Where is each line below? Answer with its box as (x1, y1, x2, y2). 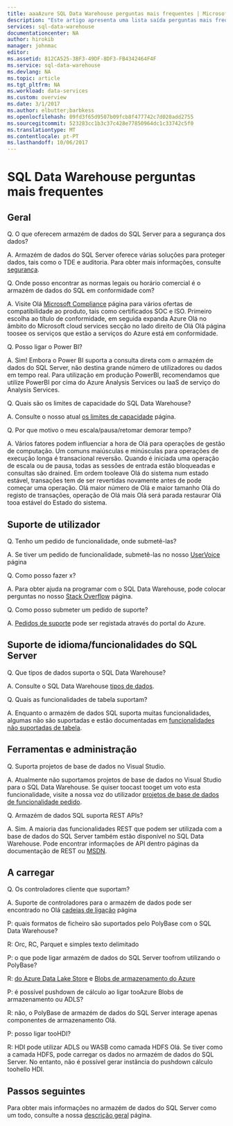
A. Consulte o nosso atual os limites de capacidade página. (7, 412, 176, 421)
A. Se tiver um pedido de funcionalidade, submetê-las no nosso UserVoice (7, 550, 221, 559)
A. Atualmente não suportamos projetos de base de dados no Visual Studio (7, 775, 222, 784)
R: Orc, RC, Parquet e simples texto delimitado (7, 940, 139, 948)
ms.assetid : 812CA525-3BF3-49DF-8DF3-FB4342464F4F (7, 56, 157, 62)
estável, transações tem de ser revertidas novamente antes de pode (7, 476, 202, 485)
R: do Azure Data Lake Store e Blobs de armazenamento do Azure (7, 975, 196, 983)
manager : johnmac (7, 42, 58, 49)
